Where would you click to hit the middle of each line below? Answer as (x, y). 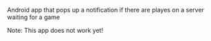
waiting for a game (34, 17)
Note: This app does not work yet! (55, 30)
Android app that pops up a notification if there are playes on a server (106, 10)
